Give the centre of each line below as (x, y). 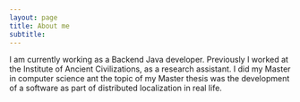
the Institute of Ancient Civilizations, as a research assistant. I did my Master (150, 69)
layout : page (34, 17)
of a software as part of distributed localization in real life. (116, 88)
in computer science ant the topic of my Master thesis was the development (150, 79)
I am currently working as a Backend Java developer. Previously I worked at (149, 60)
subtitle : (28, 34)
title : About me (39, 26)
